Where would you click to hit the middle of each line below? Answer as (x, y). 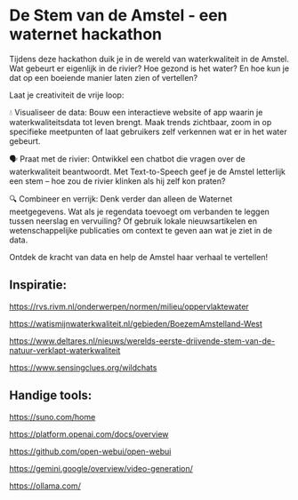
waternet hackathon (86, 34)
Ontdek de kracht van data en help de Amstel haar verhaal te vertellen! (139, 257)
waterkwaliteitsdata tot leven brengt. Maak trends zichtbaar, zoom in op (141, 122)
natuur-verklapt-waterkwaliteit (65, 350)
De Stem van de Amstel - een (119, 16)
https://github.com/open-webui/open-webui (90, 451)
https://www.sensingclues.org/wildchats (83, 367)
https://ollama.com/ (45, 486)
